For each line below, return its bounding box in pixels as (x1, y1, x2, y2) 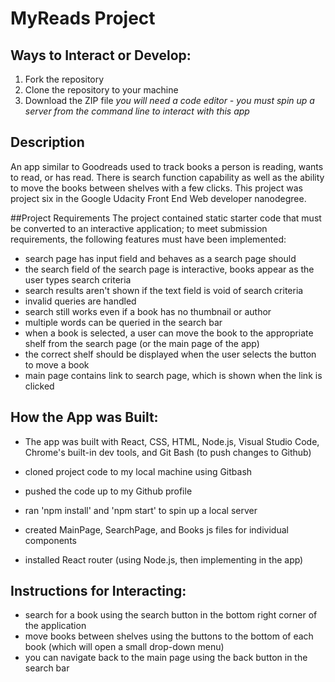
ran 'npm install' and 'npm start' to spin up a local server (24, 504, 258, 516)
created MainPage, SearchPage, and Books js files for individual (24, 523, 289, 536)
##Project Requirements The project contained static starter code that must (10, 212, 322, 224)
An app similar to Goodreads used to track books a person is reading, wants (10, 160, 324, 172)
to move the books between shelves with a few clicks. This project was (10, 182, 303, 194)
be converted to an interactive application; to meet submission (10, 222, 268, 234)
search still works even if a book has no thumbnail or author (24, 305, 272, 317)
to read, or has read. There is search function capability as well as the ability (10, 171, 325, 183)
